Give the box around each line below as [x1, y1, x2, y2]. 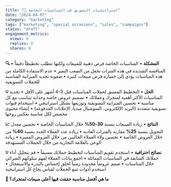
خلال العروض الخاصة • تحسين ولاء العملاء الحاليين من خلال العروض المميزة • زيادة [5, 134, 163, 140]
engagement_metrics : [5, 31, 50, 36]
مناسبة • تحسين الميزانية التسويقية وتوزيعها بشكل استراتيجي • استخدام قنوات [5, 100, 154, 106]
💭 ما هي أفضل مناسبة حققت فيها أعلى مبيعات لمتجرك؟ [5, 176, 109, 182]
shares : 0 [10, 46, 31, 51]
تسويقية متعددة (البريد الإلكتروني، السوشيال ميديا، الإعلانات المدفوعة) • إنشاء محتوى [5, 105, 166, 111]
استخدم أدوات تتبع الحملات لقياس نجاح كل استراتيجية [5, 165, 106, 172]
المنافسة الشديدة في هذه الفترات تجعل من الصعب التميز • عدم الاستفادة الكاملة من [5, 67, 166, 73]
